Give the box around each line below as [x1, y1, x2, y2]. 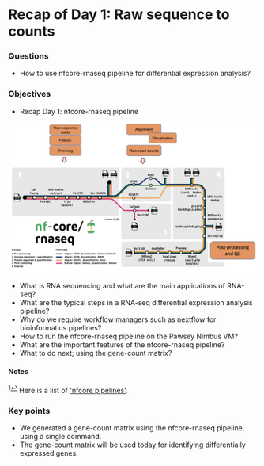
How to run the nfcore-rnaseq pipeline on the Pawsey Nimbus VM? [19, 331, 239, 341]
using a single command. [19, 432, 102, 441]
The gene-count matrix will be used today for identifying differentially [19, 440, 247, 449]
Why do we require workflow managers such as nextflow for [19, 315, 217, 324]
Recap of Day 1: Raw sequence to [8, 6, 230, 24]
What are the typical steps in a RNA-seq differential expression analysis [19, 297, 253, 307]
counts [8, 22, 55, 40]
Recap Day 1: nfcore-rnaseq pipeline [19, 106, 139, 116]
